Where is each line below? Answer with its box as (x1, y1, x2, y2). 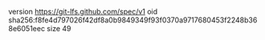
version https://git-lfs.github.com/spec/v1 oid (8, 7, 158, 16)
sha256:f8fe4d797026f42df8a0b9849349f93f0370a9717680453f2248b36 (8, 15, 258, 25)
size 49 (47, 24, 71, 33)
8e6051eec (8, 24, 46, 33)
